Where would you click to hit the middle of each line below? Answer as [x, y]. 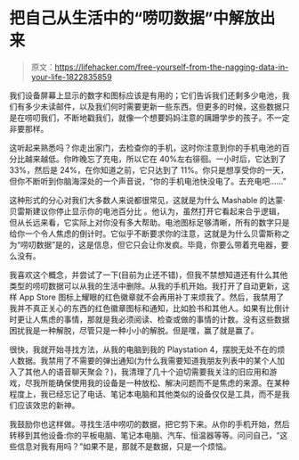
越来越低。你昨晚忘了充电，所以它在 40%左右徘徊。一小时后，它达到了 [155, 159]
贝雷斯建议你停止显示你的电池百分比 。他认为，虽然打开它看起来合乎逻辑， [147, 211]
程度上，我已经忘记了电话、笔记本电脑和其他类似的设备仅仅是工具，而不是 [145, 394]
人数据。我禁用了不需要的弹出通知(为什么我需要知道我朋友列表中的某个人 [143, 360]
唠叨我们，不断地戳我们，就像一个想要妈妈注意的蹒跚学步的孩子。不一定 [157, 118]
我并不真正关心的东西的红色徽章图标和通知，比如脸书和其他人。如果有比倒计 [149, 308]
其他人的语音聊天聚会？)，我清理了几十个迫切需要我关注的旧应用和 [147, 372]
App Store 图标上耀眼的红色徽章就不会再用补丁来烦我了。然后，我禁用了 [152, 297]
